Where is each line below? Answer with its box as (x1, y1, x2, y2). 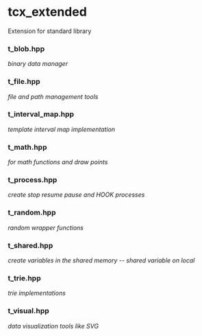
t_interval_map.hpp (8, 109, 75, 119)
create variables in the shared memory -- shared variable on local (8, 256, 195, 265)
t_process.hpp (8, 175, 58, 185)
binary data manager (8, 60, 68, 68)
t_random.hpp (8, 208, 56, 217)
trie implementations (8, 289, 66, 298)
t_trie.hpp (8, 273, 41, 282)
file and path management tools (8, 92, 99, 100)
